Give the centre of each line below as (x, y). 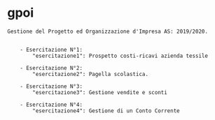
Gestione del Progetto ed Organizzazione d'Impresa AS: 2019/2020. (108, 31)
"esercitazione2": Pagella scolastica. (91, 74)
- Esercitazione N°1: (51, 50)
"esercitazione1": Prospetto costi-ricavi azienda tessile (120, 56)
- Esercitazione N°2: (51, 68)
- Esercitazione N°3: (51, 86)
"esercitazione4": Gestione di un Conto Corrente (106, 111)
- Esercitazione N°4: (51, 105)
